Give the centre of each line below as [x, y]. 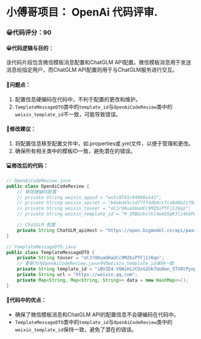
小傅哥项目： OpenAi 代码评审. [82, 12]
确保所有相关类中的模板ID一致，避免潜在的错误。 [75, 151]
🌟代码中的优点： [26, 300]
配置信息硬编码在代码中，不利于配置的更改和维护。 [78, 99]
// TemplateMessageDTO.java [41, 247]
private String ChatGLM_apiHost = [60, 230]
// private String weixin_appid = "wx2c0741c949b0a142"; [89, 197]
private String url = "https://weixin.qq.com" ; [77, 275]
